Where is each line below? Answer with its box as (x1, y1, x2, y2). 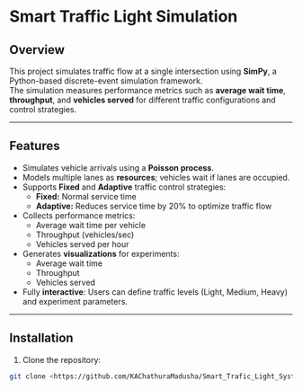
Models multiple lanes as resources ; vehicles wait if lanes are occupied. (22, 172, 290, 182)
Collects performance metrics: (22, 209, 136, 221)
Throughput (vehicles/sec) (35, 229, 135, 240)
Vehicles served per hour (35, 238, 129, 249)
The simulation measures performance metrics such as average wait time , (9, 85, 286, 95)
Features (9, 138, 60, 154)
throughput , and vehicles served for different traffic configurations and (9, 94, 276, 105)
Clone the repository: (22, 354, 102, 365)
